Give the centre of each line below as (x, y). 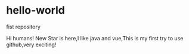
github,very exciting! (31, 45)
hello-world (36, 10)
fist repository (23, 27)
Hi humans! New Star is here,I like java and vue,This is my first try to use (95, 38)
